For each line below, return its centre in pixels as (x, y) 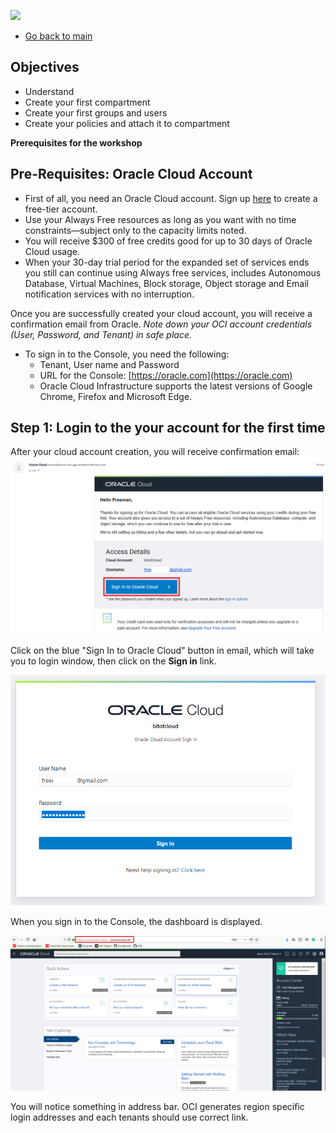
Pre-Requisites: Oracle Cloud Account (131, 174)
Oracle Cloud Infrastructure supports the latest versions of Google (176, 386)
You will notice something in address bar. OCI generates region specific (157, 1106)
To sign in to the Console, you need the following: (127, 354)
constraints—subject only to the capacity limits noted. (135, 230)
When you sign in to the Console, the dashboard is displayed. (136, 922)
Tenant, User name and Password (109, 364)
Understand (49, 91)
